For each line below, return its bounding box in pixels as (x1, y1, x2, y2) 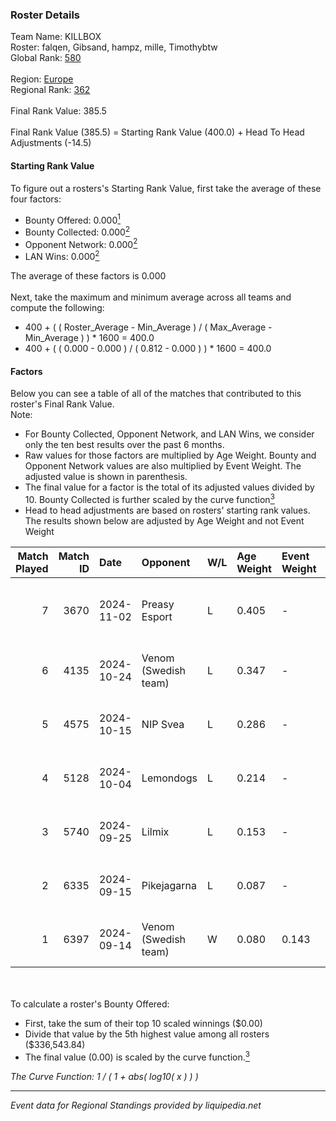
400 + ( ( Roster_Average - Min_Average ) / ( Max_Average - (24, 321, 273, 333)
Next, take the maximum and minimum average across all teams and (10, 291, 292, 303)
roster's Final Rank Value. (10, 398, 115, 410)
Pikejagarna (141, 878, 198, 892)
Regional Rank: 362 (10, 84, 91, 96)
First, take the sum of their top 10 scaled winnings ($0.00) (24, 1017, 263, 1029)
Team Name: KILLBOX (10, 31, 102, 43)
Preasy (141, 597, 175, 611)
